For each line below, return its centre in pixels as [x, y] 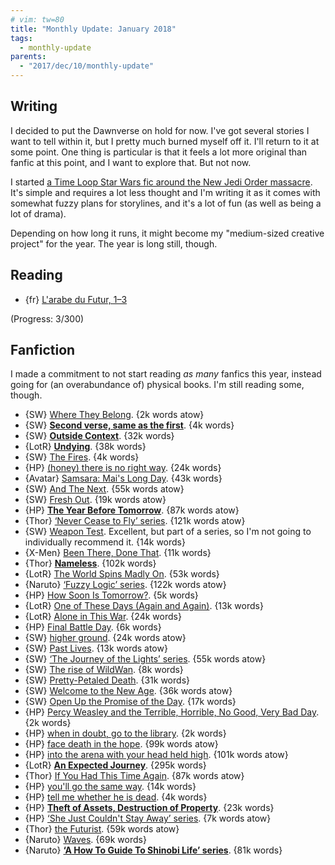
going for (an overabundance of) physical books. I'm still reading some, [157, 385]
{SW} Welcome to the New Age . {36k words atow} [128, 691]
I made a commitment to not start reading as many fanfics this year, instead [166, 374]
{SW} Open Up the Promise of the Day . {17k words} [130, 702]
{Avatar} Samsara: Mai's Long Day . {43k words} [123, 478]
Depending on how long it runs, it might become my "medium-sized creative [167, 233]
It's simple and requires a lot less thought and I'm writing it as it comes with [165, 192]
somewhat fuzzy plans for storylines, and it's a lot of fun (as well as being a [166, 203]
